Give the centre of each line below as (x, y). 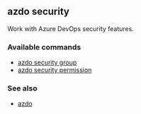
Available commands (44, 47)
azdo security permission (55, 70)
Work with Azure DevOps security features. (71, 28)
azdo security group (47, 62)
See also (22, 89)
